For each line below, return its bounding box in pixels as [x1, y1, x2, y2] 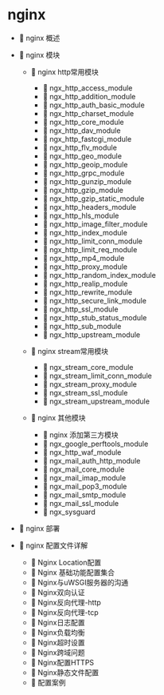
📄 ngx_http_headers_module [42, 202, 137, 211]
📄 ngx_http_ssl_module [42, 304, 119, 314]
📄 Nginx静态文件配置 [30, 667, 100, 677]
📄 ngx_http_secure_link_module [42, 295, 146, 305]
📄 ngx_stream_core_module [42, 362, 134, 372]
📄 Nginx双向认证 [30, 587, 85, 597]
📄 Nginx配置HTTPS [30, 657, 95, 667]
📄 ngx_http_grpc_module [42, 168, 125, 178]
